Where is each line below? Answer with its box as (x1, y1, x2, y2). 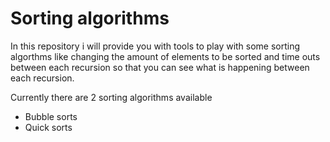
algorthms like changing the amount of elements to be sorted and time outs (10, 50, 321, 62)
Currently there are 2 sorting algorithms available (10, 91, 213, 103)
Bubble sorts (24, 110, 78, 122)
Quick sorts (24, 121, 73, 133)
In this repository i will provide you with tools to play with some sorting (10, 40, 301, 52)
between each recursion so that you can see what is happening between (10, 61, 310, 73)
